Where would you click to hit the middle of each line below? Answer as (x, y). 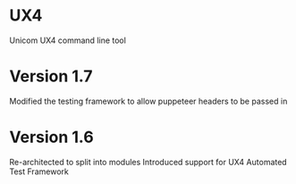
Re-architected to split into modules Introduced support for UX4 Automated (148, 162)
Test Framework (39, 171)
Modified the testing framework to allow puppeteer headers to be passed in (148, 101)
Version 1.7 (51, 76)
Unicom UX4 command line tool (68, 40)
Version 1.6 (51, 137)
